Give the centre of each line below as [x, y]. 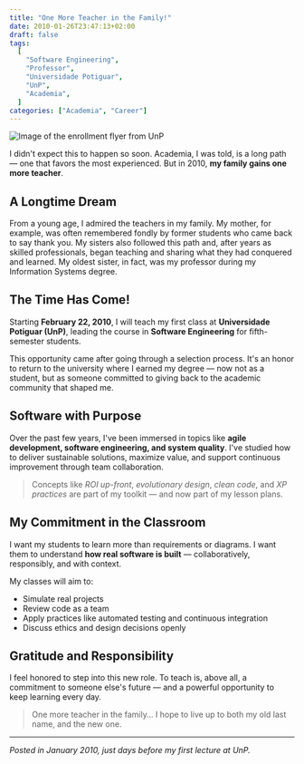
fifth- [258, 331]
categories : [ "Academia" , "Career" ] [78, 111]
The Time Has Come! [70, 300]
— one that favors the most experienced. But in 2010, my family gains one [148, 163]
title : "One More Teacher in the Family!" [90, 18]
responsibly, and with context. [66, 564]
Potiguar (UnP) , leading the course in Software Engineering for [128, 331]
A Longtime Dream [63, 202]
